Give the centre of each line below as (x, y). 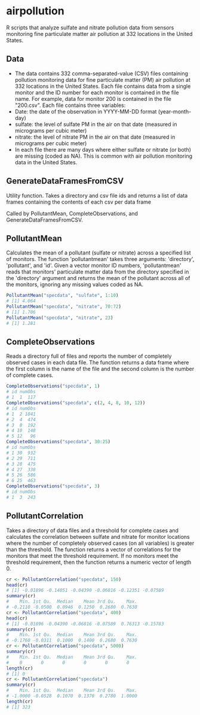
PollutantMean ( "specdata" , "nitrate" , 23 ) (60, 318)
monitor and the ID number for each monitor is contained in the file (97, 92)
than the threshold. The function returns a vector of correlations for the (93, 549)
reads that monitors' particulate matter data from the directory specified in (98, 272)
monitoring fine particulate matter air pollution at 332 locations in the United (99, 33)
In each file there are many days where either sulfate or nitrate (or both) (103, 149)
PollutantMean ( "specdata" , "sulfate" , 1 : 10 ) (62, 296)
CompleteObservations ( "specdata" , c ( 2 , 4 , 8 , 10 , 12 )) (76, 403)
